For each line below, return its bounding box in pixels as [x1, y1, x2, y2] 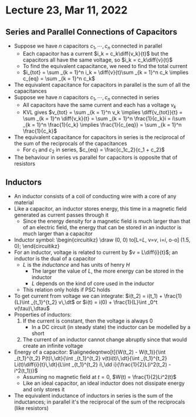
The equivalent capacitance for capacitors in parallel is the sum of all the [13, 81, 190, 88]
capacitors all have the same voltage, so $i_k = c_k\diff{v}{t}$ [22, 56, 173, 63]
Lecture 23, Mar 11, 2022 [5, 4, 128, 17]
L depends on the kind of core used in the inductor [31, 280, 154, 287]
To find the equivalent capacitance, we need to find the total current [22, 62, 188, 69]
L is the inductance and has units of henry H [22, 262, 130, 268]
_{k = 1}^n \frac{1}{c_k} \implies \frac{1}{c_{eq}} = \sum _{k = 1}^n [22, 121, 182, 128]
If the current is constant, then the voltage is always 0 [22, 317, 153, 324]
